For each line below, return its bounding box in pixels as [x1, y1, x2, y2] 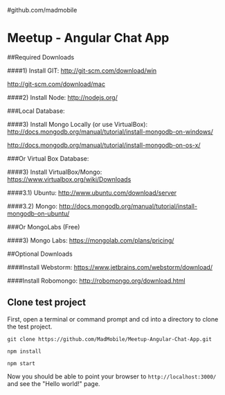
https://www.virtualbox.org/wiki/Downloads [7, 175, 132, 183]
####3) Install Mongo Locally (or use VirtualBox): [7, 120, 147, 128]
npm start [7, 360, 36, 367]
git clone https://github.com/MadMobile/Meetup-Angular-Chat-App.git [7, 335, 213, 342]
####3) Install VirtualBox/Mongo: [7, 168, 102, 176]
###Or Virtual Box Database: [7, 154, 89, 162]
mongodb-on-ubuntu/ [7, 209, 70, 218]
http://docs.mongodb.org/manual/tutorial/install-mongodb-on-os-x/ [7, 141, 201, 149]
